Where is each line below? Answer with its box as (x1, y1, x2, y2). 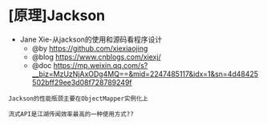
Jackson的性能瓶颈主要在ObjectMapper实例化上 (8, 95, 148, 103)
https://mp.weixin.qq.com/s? (53, 60, 148, 70)
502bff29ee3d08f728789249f (31, 77, 132, 87)
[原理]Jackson (8, 6, 106, 25)
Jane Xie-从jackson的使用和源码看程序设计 (19, 34, 163, 44)
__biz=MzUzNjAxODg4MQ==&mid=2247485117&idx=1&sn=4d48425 (31, 69, 259, 79)
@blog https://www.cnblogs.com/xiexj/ (31, 52, 162, 62)
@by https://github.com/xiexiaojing (31, 43, 148, 53)
